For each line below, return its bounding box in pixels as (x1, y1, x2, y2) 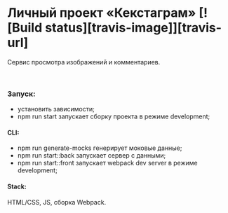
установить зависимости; (17, 105, 95, 114)
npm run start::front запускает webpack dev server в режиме (17, 159, 198, 167)
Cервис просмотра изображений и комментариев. (7, 57, 161, 66)
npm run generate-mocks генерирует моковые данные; (17, 144, 182, 152)
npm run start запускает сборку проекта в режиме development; (17, 112, 210, 121)
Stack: (7, 182, 27, 191)
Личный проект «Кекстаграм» (7, 5, 196, 21)
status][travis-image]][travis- (44, 20, 222, 36)
